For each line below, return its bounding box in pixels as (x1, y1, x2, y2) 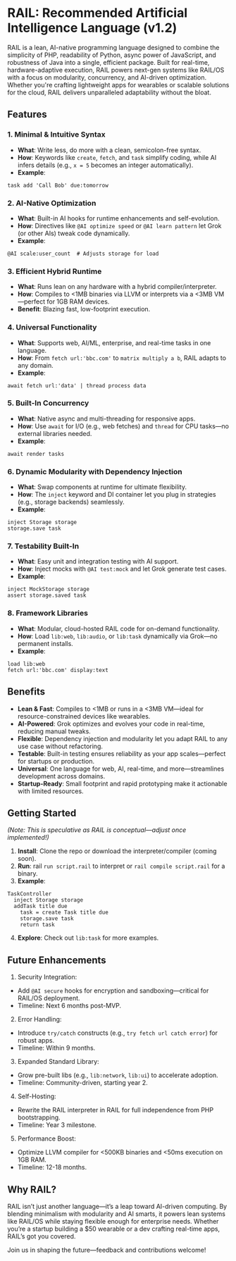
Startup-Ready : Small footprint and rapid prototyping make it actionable (17, 779, 228, 788)
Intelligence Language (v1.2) (7, 20, 178, 36)
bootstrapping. (17, 1113, 61, 1122)
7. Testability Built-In (7, 541, 80, 551)
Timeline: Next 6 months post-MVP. (17, 1002, 122, 1010)
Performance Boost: (17, 1134, 76, 1143)
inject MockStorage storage (7, 586, 90, 593)
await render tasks (7, 450, 65, 457)
